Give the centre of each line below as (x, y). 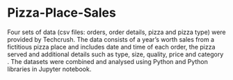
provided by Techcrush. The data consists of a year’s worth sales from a (111, 39)
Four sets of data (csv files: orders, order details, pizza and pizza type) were (116, 32)
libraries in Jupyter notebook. (49, 69)
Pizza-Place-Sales (62, 13)
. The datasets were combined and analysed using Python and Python (108, 61)
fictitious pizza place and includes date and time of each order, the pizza (111, 47)
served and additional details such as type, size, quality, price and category (115, 54)
